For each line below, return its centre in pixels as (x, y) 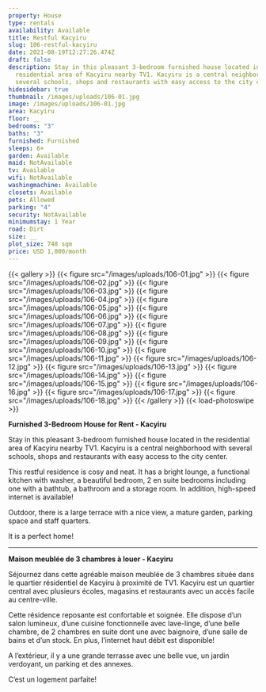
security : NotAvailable (47, 215)
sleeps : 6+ (26, 148)
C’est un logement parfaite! (53, 679)
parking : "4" (30, 207)
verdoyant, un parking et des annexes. (71, 663)
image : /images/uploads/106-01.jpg (67, 104)
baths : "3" (26, 133)
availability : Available (49, 30)
